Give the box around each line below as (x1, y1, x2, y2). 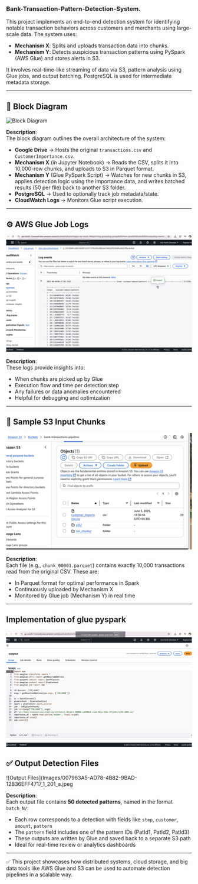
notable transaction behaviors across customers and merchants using (6, 24, 176, 31)
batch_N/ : (6, 804, 29, 811)
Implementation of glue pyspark (6, 614, 127, 625)
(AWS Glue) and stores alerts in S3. (14, 55, 100, 62)
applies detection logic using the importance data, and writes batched (14, 178, 185, 185)
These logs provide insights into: (6, 364, 85, 371)
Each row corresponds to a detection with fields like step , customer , (14, 815, 179, 823)
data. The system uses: (20, 31, 77, 38)
